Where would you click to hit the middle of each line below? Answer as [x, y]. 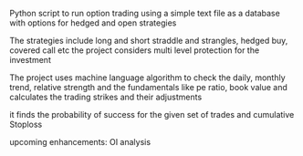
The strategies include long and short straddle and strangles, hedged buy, [149, 41]
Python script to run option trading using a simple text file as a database [145, 13]
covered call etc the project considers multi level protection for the [135, 50]
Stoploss [26, 124]
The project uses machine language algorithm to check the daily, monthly [147, 78]
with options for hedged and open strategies [93, 23]
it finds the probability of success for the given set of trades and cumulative [152, 114]
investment [31, 60]
